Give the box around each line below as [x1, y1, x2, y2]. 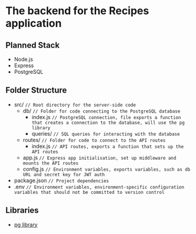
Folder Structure [5, 85, 67, 95]
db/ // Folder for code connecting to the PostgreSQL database [22, 107, 181, 114]
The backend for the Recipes [5, 4, 150, 18]
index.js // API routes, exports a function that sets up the [31, 143, 184, 150]
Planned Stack [5, 40, 60, 50]
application [5, 17, 62, 30]
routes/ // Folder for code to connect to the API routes [22, 136, 166, 143]
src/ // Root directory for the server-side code [14, 101, 136, 108]
